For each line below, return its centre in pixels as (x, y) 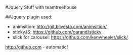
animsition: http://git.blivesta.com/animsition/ (60, 26)
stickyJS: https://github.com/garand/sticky (57, 32)
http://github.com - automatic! (37, 47)
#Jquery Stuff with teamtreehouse (41, 7)
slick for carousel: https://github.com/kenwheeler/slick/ (70, 37)
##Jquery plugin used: (29, 17)
